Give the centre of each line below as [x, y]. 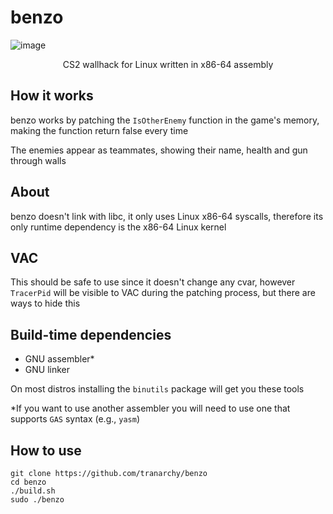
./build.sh [33, 491]
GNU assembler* [59, 359]
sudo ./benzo [37, 500]
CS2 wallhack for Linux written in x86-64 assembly [168, 64]
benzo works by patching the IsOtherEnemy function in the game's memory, [165, 120]
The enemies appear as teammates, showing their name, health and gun [159, 150]
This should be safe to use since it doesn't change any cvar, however [153, 282]
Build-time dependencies [91, 334]
